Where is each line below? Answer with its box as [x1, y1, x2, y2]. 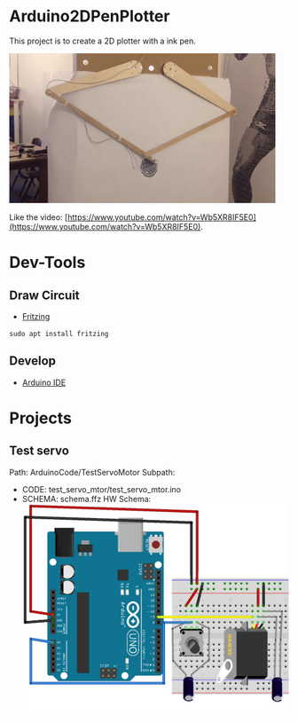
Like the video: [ [9, 211, 68, 223]
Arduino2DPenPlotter [9, 6, 170, 27]
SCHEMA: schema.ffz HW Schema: [21, 493, 152, 504]
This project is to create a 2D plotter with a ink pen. [9, 35, 197, 46]
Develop [9, 353, 56, 369]
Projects [9, 408, 73, 428]
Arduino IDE [21, 377, 67, 388]
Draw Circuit [9, 287, 80, 303]
